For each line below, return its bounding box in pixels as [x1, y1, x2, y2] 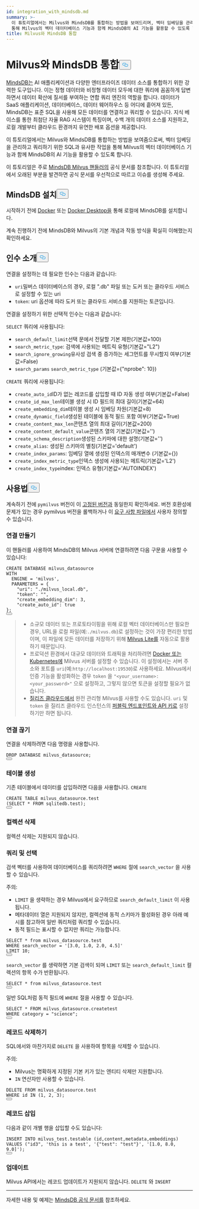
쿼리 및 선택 [6, 849, 37, 857]
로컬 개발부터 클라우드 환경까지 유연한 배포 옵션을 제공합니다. [6, 123, 147, 131]
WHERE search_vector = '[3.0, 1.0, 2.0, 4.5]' [6, 943, 123, 948]
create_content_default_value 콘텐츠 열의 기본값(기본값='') [14, 427, 155, 434]
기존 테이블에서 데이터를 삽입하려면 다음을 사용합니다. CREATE [6, 784, 147, 791]
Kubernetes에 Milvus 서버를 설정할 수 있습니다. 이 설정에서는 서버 [29, 657, 182, 665]
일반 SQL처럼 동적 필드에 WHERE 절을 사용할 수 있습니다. [6, 994, 134, 1001]
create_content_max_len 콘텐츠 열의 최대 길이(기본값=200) [14, 420, 152, 427]
